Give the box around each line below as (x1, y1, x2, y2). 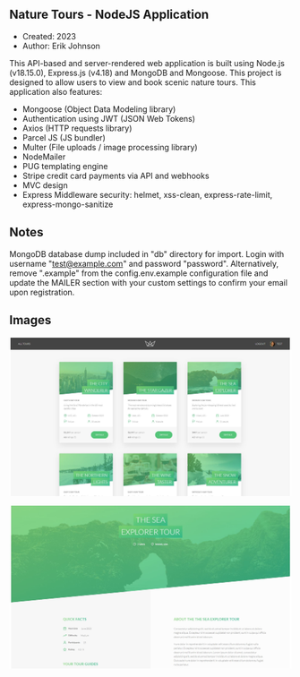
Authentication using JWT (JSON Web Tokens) (21, 113, 195, 124)
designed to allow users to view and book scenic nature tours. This (9, 76, 257, 88)
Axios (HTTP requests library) (21, 123, 133, 133)
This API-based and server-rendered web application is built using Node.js (9, 57, 285, 68)
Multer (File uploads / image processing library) (21, 141, 199, 152)
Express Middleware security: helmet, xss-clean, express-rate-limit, (21, 189, 273, 200)
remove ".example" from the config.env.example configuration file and (9, 268, 269, 279)
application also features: (9, 86, 103, 97)
